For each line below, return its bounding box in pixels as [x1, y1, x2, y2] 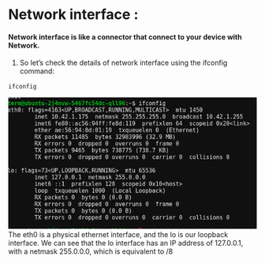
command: [19, 66, 55, 76]
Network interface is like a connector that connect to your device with [8, 32, 242, 41]
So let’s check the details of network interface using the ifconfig [19, 58, 228, 68]
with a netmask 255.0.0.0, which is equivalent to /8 [8, 247, 174, 256]
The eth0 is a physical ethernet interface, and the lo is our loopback [8, 230, 229, 239]
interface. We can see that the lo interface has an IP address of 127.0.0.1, [8, 239, 244, 248]
